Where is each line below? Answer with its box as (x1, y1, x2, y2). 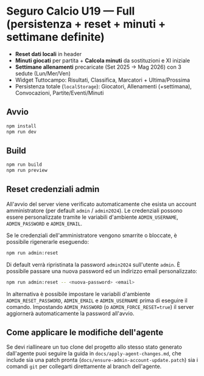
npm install (6, 123, 37, 129)
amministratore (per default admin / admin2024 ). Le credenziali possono (6, 207, 183, 214)
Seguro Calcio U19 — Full (6, 4, 135, 18)
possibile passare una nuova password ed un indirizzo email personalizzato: (6, 267, 198, 275)
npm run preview (6, 168, 47, 174)
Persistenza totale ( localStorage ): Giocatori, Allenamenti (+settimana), (15, 82, 192, 90)
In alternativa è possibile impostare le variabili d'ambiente (6, 290, 150, 297)
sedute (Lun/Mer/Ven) (15, 69, 71, 77)
